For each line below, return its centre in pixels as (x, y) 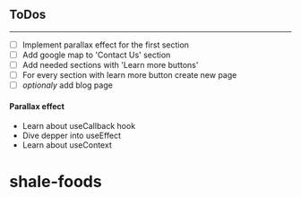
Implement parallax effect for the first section (106, 45)
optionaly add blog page (68, 85)
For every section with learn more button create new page (129, 75)
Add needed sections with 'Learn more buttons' (110, 64)
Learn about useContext (67, 145)
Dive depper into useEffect (72, 136)
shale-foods (56, 181)
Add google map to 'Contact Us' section (96, 55)
